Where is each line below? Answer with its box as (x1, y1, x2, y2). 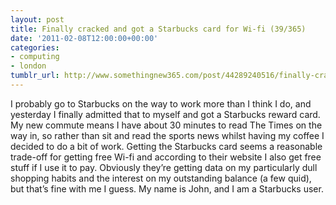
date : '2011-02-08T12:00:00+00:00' (10, 33, 159, 43)
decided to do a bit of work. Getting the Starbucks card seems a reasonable (10, 140, 323, 152)
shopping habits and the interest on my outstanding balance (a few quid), (10, 172, 312, 184)
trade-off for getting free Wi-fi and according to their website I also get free (10, 151, 322, 163)
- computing (10, 52, 60, 62)
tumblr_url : (10, 71, 60, 81)
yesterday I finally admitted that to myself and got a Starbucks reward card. (10, 108, 321, 120)
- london (10, 61, 47, 71)
